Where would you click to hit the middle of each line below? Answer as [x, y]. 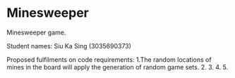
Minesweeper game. [36, 32]
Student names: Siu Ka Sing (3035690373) [69, 46]
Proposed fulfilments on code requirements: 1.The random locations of [109, 59]
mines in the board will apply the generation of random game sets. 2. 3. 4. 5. [117, 67]
